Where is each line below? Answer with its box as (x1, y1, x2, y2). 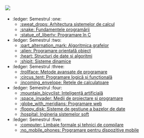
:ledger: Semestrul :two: (12, 37, 62, 43)
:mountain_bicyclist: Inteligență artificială (19, 90, 103, 96)
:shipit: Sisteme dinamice (19, 58, 71, 64)
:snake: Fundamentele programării (19, 26, 90, 32)
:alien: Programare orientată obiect (19, 47, 91, 53)
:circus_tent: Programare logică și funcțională (19, 74, 113, 80)
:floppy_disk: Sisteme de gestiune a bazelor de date (19, 106, 126, 112)
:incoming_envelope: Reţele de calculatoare (19, 79, 109, 85)
